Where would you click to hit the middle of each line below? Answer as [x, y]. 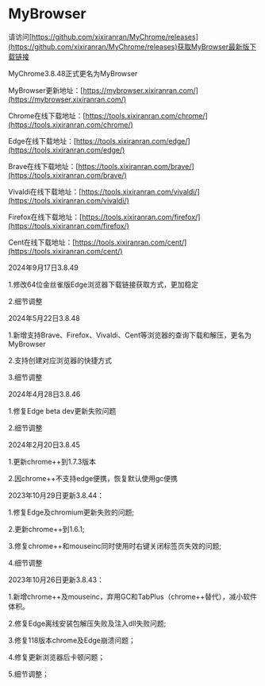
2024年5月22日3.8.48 [44, 318]
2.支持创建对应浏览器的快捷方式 [60, 360]
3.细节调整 [25, 377]
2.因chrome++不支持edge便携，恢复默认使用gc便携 [93, 478]
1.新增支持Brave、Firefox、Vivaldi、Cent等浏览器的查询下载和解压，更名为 [130, 335]
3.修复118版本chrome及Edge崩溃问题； [72, 640]
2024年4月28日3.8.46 [44, 394]
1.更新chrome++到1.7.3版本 [52, 461]
